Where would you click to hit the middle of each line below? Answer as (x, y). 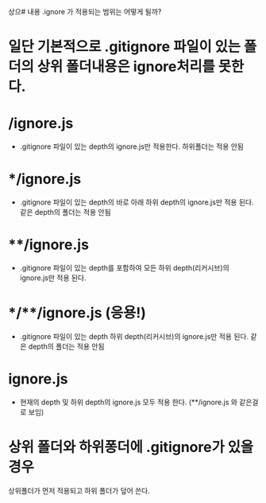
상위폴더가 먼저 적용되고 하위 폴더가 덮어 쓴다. (79, 490)
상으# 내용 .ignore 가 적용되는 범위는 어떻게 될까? (85, 12)
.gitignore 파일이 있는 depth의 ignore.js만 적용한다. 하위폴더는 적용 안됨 (132, 146)
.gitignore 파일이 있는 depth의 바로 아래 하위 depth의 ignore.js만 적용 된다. (137, 202)
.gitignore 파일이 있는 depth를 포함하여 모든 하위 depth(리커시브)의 (125, 268)
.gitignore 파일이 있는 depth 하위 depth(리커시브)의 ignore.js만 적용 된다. (134, 336)
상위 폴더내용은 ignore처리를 (126, 67)
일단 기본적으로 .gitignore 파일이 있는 (124, 47)
